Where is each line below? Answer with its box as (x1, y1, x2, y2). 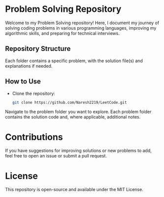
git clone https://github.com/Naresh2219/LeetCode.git (12, 100, 127, 105)
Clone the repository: (12, 90, 55, 96)
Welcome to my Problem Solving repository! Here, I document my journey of (5, 20, 160, 26)
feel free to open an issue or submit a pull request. (5, 153, 107, 159)
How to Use (5, 78, 41, 86)
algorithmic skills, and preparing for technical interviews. (5, 30, 120, 36)
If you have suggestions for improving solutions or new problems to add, (5, 148, 152, 154)
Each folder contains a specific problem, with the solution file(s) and (5, 58, 143, 64)
